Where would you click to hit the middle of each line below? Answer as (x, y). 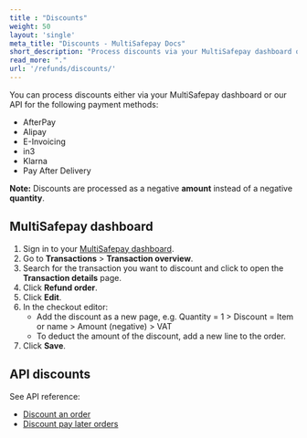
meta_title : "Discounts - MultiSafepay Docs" (97, 43)
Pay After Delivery (57, 171)
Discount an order (57, 414)
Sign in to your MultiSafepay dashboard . (98, 248)
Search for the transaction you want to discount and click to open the (153, 268)
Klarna (35, 161)
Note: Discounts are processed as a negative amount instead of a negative (151, 188)
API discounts (50, 375)
